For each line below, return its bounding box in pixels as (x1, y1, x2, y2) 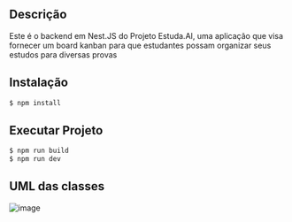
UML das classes (9, 179, 104, 194)
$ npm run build (9, 146, 69, 156)
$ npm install (9, 98, 62, 107)
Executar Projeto (9, 123, 104, 138)
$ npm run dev (9, 155, 62, 164)
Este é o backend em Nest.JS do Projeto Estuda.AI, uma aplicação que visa (9, 30, 284, 41)
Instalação (9, 75, 69, 90)
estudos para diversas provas (9, 49, 118, 60)
